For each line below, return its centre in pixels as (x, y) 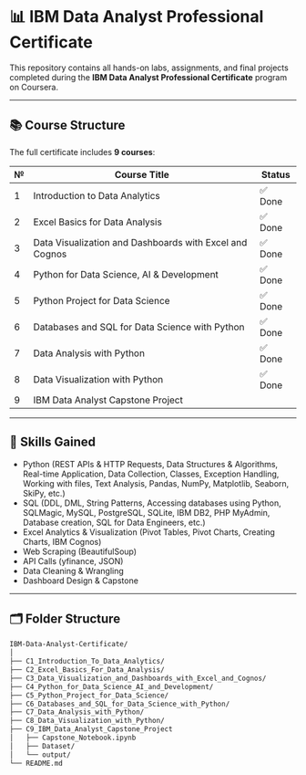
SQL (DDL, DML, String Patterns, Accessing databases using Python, (152, 503)
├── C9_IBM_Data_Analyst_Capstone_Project (91, 729)
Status (275, 174)
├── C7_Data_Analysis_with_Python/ (77, 712)
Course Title (142, 174)
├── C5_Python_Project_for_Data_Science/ (89, 695)
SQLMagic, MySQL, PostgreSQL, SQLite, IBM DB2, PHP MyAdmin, (146, 512)
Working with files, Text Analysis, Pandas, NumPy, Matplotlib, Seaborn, (156, 483)
